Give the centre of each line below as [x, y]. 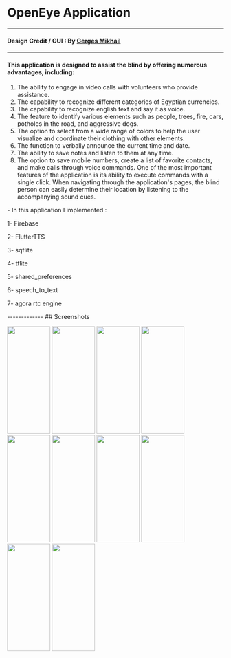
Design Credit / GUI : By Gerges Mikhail [64, 41]
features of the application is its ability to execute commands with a [112, 175]
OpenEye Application [69, 13]
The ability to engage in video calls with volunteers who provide [107, 87]
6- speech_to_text [33, 290]
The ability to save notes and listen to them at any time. [95, 153]
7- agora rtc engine [34, 303]
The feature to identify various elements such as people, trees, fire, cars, [120, 117]
